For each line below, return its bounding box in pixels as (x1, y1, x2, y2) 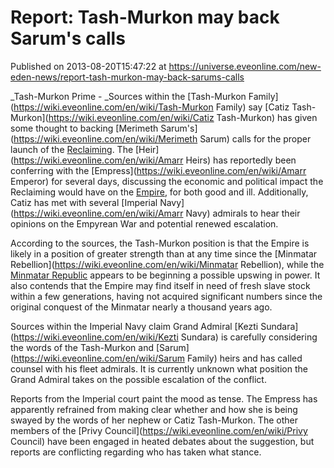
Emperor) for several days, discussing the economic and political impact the (10, 175, 324, 187)
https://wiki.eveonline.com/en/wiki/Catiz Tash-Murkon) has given (48, 111, 318, 123)
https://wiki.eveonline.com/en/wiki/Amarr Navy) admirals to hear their (13, 207, 301, 219)
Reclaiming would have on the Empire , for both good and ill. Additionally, (10, 186, 309, 198)
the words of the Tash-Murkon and (10, 341, 155, 353)
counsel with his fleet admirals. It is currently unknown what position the (10, 362, 308, 375)
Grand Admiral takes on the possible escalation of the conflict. (10, 373, 267, 385)
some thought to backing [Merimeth (10, 122, 159, 134)
